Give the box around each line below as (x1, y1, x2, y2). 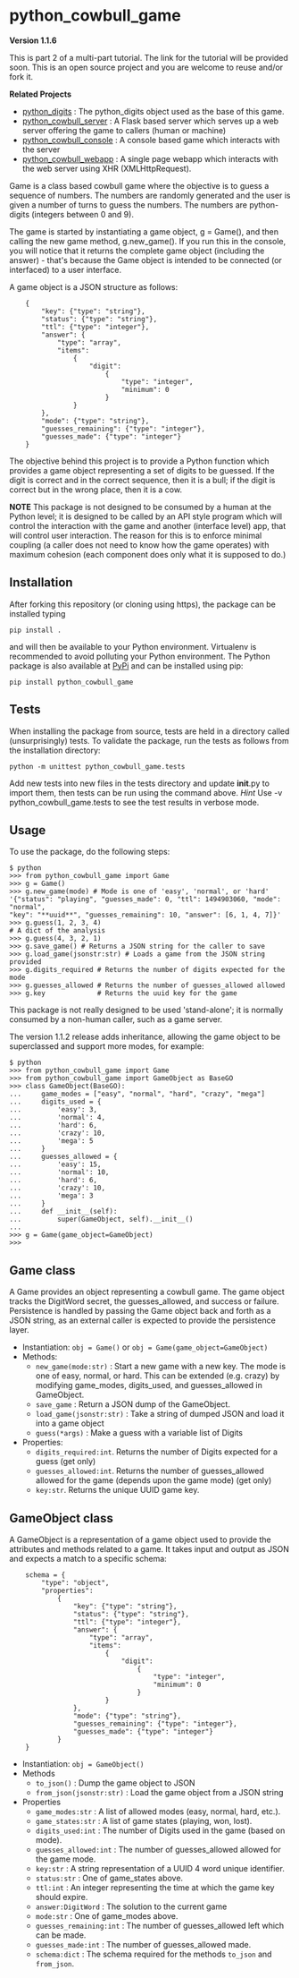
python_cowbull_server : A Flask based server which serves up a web (21, 115, 279, 126)
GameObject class (9, 1510, 114, 1526)
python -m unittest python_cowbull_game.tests (9, 762, 186, 771)
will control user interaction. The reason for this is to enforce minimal (9, 530, 262, 541)
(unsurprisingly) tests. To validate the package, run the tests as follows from (9, 735, 289, 746)
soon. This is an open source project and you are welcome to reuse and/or (9, 62, 284, 72)
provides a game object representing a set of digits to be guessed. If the (9, 465, 275, 475)
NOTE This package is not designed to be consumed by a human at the (9, 501, 272, 512)
